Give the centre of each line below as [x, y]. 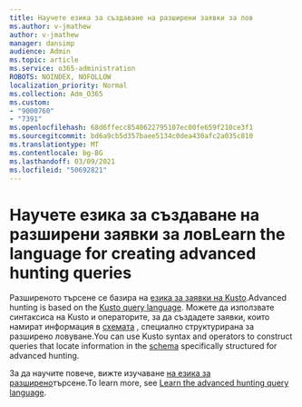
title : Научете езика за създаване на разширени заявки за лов [132, 18]
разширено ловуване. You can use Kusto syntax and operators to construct [151, 336]
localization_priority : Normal [68, 85]
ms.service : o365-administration [73, 69]
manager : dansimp [42, 43]
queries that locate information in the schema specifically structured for [143, 346]
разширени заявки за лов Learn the [147, 234]
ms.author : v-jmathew [50, 26]
